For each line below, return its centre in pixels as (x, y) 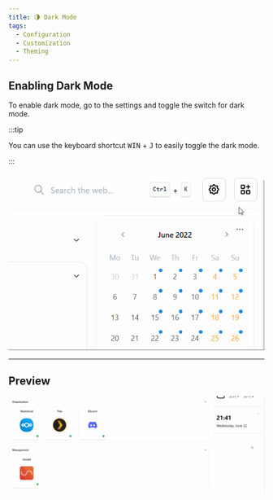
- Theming (32, 52)
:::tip (16, 129)
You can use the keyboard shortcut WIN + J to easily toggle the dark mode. (134, 145)
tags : (17, 26)
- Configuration (43, 34)
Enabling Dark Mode (61, 86)
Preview (30, 381)
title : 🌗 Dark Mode (43, 17)
